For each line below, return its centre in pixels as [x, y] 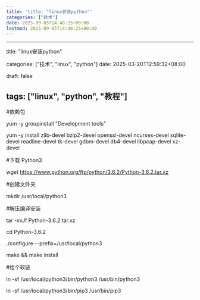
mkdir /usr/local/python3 [37, 196]
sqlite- [178, 135]
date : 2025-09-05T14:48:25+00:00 [48, 23]
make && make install [32, 255]
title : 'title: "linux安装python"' [49, 12]
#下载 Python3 [24, 160]
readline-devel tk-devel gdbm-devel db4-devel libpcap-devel [96, 142]
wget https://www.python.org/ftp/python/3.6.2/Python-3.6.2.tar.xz [87, 172]
